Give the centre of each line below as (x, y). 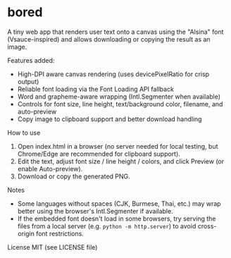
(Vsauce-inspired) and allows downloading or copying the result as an (109, 39)
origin (26, 233)
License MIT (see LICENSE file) (52, 247)
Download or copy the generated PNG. (74, 176)
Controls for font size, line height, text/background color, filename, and (120, 104)
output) (28, 81)
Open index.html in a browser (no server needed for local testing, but (118, 146)
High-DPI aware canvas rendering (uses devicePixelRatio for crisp (113, 74)
